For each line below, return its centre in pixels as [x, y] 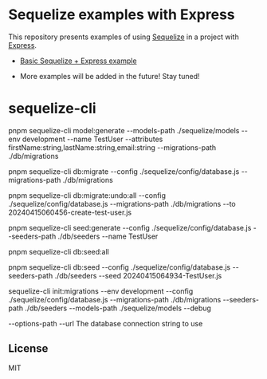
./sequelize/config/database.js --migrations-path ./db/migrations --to [122, 203]
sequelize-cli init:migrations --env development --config [101, 291]
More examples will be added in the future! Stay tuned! [110, 76]
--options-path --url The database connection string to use [106, 323]
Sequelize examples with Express [122, 15]
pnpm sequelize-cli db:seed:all [59, 251]
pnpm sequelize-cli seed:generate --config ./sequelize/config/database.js [130, 227]
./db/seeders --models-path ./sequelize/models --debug [118, 308]
